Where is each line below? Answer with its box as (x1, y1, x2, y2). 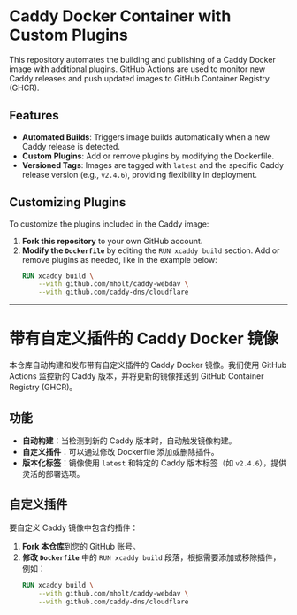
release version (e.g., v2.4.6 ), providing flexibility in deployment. (21, 169, 258, 180)
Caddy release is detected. (21, 141, 121, 151)
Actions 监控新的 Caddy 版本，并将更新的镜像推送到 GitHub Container (9, 371, 264, 381)
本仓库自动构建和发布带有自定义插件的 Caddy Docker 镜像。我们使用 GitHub (9, 360, 287, 371)
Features (9, 108, 59, 123)
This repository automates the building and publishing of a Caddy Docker (9, 54, 276, 65)
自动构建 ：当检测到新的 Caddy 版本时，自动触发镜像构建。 (21, 435, 237, 446)
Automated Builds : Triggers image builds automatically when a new (21, 131, 270, 142)
